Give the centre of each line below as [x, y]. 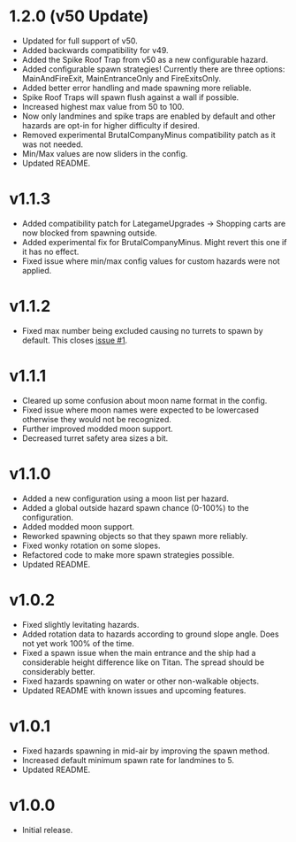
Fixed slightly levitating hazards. [80, 624]
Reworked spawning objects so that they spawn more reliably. [135, 536]
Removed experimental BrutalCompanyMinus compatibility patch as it [148, 135]
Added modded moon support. [78, 526]
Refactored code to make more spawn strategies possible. [128, 554]
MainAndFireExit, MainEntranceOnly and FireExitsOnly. [121, 78]
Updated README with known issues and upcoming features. [134, 690]
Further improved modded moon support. [98, 429]
